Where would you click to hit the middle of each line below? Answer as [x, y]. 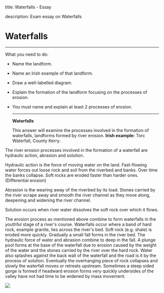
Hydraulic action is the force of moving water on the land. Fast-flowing [76, 165]
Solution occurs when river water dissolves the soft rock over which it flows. [82, 209]
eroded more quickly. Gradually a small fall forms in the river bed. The [75, 234]
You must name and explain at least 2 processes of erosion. [72, 106]
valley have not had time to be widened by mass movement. [65, 276]
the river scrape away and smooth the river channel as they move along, [78, 195]
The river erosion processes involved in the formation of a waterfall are [76, 150]
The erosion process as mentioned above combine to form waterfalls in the [81, 219]
